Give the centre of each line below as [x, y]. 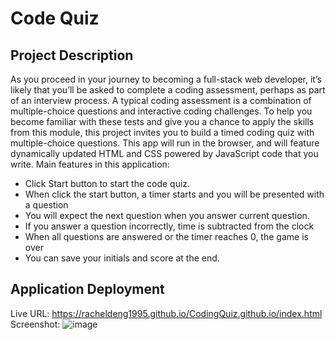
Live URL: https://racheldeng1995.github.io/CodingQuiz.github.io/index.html [166, 313]
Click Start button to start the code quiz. [107, 183]
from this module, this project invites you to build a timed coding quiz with [162, 132]
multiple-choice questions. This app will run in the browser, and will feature [165, 143]
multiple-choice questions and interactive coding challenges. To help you [161, 111]
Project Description [72, 55]
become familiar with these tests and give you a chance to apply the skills [162, 121]
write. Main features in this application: [90, 164]
